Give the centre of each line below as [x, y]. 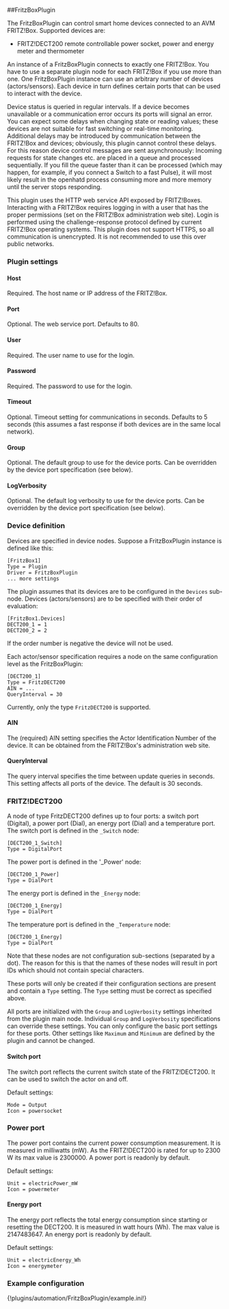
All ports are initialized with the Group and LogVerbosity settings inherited [109, 1011]
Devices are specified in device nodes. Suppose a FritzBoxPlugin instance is [114, 540]
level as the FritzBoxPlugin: [45, 664]
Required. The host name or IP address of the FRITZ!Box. [87, 293]
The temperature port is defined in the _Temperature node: [89, 924]
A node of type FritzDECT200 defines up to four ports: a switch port [103, 816]
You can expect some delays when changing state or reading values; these [113, 121]
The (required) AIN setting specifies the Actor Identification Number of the [112, 738]
